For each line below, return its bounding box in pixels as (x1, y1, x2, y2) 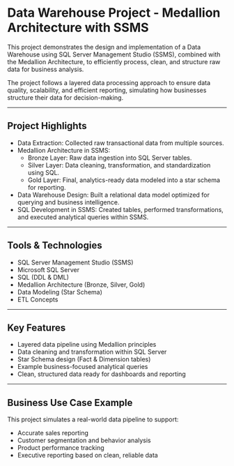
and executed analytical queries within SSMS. (17, 213, 149, 221)
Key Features (7, 322, 66, 333)
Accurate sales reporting (17, 429, 89, 437)
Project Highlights (7, 120, 87, 132)
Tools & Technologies (7, 239, 102, 252)
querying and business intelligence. (17, 197, 120, 206)
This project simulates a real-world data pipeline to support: (7, 415, 179, 423)
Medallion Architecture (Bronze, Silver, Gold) (17, 280, 146, 289)
